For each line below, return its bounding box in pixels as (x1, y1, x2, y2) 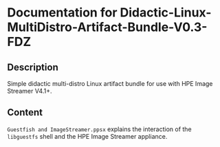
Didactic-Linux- (120, 5, 212, 21)
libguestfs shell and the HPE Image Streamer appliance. (7, 132, 168, 140)
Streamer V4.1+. (7, 87, 52, 95)
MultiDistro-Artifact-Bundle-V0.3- (7, 19, 208, 35)
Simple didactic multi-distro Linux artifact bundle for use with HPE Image (7, 80, 213, 87)
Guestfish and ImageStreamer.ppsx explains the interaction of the (7, 125, 192, 133)
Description (7, 61, 58, 73)
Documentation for (7, 5, 118, 21)
